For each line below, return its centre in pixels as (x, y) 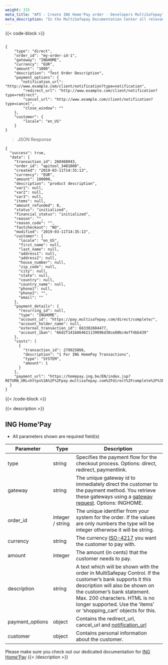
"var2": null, (29, 193)
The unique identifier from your (112, 511)
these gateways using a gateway (114, 497)
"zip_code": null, (37, 267)
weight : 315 (17, 10)
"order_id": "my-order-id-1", (46, 56)
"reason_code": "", (34, 223)
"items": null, (30, 201)
